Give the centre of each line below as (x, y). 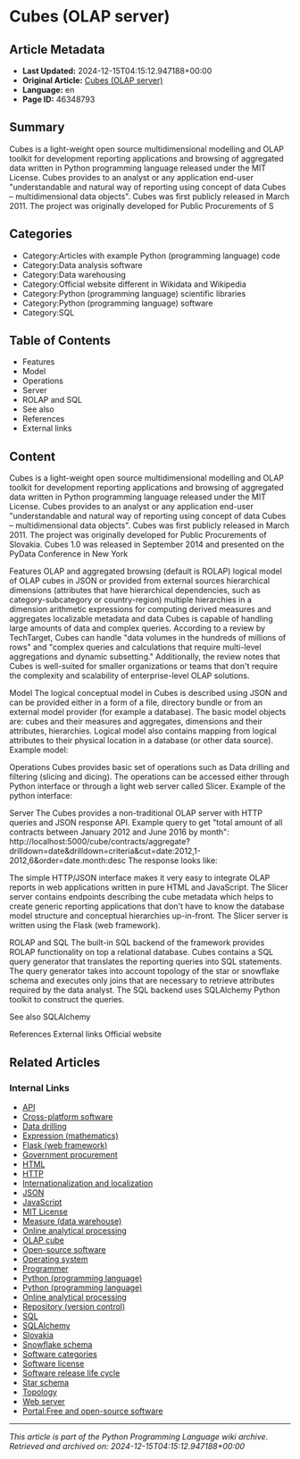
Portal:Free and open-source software (92, 1411)
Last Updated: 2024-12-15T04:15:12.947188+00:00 (117, 71)
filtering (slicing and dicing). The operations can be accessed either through (149, 777)
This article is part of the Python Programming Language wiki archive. (139, 1437)
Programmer (45, 1268)
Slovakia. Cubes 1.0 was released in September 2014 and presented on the (147, 545)
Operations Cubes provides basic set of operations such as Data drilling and (150, 767)
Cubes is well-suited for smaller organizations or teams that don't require (144, 667)
